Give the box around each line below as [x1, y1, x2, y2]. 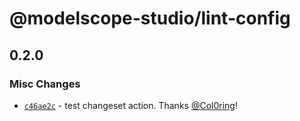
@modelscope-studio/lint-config [9, 7, 291, 30]
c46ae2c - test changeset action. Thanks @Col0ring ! [23, 99, 238, 111]
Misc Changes [9, 77, 81, 91]
